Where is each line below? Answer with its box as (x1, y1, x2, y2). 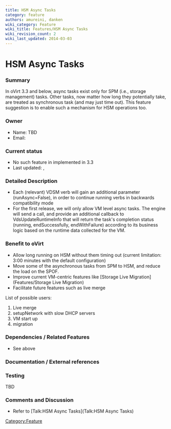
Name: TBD (12, 129, 37, 135)
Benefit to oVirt (5, 240, 44, 247)
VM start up (12, 315, 38, 322)
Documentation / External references (5, 358, 100, 365)
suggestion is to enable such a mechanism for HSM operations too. (5, 105, 147, 111)
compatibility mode (12, 200, 54, 206)
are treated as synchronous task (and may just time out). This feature (5, 99, 151, 105)
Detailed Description (5, 177, 58, 184)
